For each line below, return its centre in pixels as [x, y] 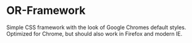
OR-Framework [46, 11]
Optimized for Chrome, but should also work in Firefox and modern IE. [94, 33]
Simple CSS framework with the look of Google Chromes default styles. [96, 27]
